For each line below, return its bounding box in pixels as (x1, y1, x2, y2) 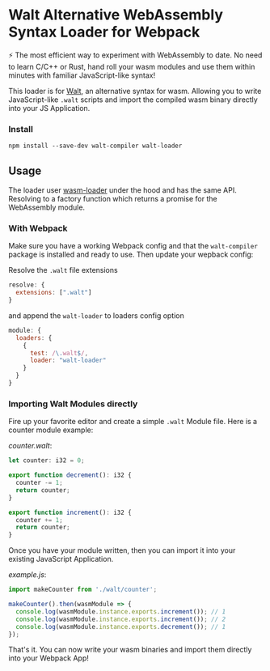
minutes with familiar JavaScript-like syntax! (8, 70, 156, 80)
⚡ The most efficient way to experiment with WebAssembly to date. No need (8, 50, 263, 60)
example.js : (8, 570, 47, 580)
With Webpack (8, 223, 68, 234)
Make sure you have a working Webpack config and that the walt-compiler (8, 241, 259, 251)
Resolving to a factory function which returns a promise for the (8, 194, 217, 204)
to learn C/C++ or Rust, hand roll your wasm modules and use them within (8, 62, 255, 71)
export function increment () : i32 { (8, 508, 132, 516)
